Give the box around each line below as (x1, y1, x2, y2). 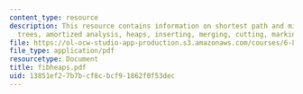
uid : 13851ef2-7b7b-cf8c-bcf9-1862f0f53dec (9, 72, 176, 81)
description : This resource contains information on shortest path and (9, 21, 284, 30)
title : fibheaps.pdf (9, 64, 87, 73)
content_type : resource (9, 13, 99, 22)
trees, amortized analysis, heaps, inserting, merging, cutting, (17, 30, 269, 38)
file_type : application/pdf (9, 47, 115, 56)
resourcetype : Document (9, 55, 99, 64)
